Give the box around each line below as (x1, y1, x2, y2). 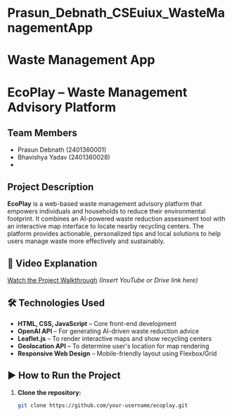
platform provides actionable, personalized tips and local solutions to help (7, 230, 221, 238)
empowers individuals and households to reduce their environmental (7, 207, 206, 216)
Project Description (7, 181, 94, 193)
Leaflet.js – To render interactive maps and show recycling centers (17, 334, 212, 342)
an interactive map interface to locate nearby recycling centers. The (7, 222, 204, 230)
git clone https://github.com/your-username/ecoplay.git (17, 402, 188, 409)
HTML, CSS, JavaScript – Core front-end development (17, 319, 177, 327)
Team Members (7, 126, 77, 138)
